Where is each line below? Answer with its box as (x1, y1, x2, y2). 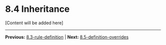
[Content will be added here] (5, 20, 63, 26)
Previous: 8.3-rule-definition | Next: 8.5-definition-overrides (5, 34, 129, 40)
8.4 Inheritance (5, 3, 70, 15)
